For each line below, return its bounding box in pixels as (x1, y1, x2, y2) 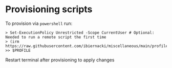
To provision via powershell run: (5, 20, 73, 26)
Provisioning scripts (5, 4, 93, 15)
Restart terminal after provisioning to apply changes (5, 57, 115, 63)
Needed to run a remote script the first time (5, 35, 106, 40)
